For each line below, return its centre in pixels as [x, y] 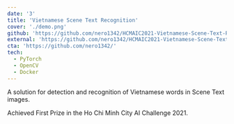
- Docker [26, 72]
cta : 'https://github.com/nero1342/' [62, 46]
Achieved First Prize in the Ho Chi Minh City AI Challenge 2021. [97, 113]
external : [22, 40]
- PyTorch [28, 59]
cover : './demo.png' [37, 26]
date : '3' [22, 14]
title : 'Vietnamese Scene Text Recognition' [73, 20]
